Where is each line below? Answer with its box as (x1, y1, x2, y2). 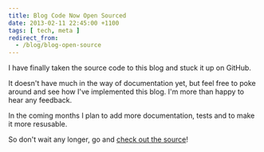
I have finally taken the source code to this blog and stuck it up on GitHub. (8, 63, 251, 72)
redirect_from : (8, 33, 59, 42)
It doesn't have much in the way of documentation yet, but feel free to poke (8, 79, 257, 88)
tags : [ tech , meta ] (8, 26, 81, 34)
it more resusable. (8, 119, 68, 129)
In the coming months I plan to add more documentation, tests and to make (8, 111, 255, 120)
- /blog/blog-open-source (15, 41, 102, 49)
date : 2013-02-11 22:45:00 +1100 (8, 19, 120, 27)
